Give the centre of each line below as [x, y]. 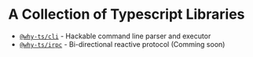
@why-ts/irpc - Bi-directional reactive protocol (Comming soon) [122, 44]
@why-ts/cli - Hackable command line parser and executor [115, 36]
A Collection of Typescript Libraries [126, 14]
